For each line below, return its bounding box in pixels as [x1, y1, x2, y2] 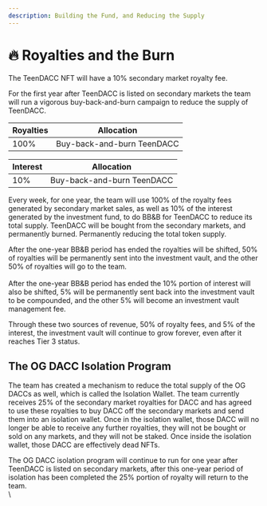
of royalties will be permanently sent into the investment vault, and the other [8, 253, 259, 262]
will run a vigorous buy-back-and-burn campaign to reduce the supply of [8, 97, 249, 106]
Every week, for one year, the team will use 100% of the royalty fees [8, 195, 233, 205]
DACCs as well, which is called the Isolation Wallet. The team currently [8, 389, 240, 399]
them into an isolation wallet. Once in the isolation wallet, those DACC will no [8, 415, 260, 424]
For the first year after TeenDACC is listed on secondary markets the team [8, 89, 251, 98]
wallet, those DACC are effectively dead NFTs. [8, 440, 160, 450]
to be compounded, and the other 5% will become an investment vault [8, 295, 239, 305]
